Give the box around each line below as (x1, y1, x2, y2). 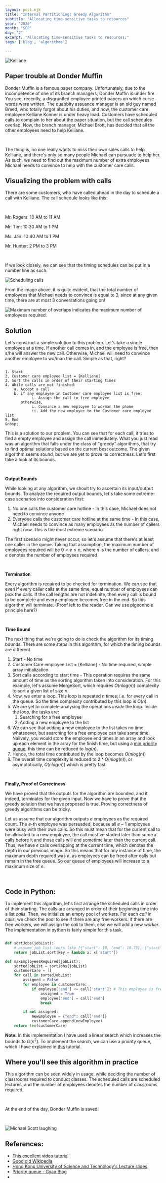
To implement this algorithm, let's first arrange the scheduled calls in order (5, 901, 157, 906)
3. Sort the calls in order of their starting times (5, 378, 116, 383)
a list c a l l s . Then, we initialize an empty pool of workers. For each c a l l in (5, 911, 152, 917)
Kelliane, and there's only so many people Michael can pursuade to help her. (5, 152, 161, 158)
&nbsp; (5, 422, 19, 427)
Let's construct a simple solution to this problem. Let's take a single (5, 340, 142, 346)
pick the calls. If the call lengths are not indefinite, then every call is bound (5, 591, 157, 598)
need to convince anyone (12, 511, 64, 517)
